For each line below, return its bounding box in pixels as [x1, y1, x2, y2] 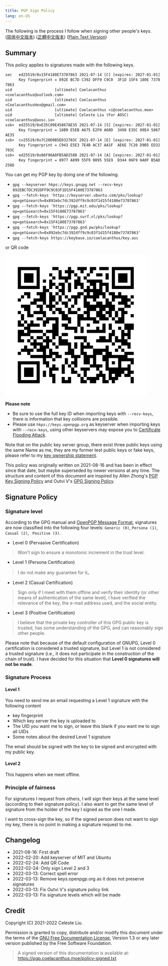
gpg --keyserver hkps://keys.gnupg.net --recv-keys [12, 182, 123, 187]
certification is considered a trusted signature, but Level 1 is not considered [5, 645, 161, 651]
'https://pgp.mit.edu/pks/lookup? [51, 204, 123, 209]
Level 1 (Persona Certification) [12, 559, 75, 565]
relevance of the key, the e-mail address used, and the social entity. [17, 600, 158, 606]
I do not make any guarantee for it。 [17, 569, 92, 575]
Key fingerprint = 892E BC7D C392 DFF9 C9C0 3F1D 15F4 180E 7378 [18, 77, 160, 82]
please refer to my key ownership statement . [5, 452, 98, 458]
